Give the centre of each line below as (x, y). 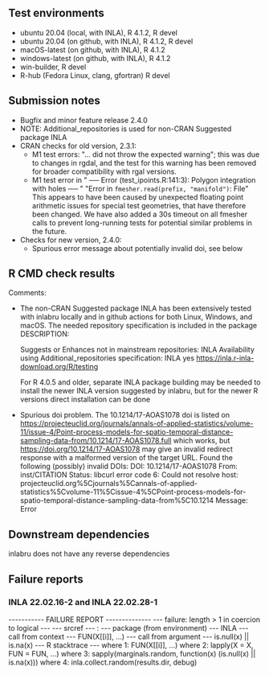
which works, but (202, 441)
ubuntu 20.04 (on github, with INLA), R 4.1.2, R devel (106, 41)
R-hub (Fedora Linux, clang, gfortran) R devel (95, 75)
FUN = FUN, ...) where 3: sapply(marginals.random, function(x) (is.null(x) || (132, 653)
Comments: (27, 293)
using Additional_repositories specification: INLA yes (107, 358)
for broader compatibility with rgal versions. (104, 171)
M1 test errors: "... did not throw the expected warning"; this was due (146, 154)
